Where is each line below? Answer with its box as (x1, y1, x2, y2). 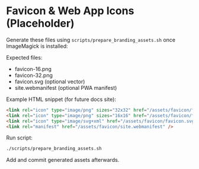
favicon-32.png (14, 71, 53, 79)
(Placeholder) (6, 17, 75, 30)
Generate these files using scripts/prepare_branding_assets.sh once (6, 36, 176, 43)
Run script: (6, 134, 33, 141)
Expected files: (6, 54, 43, 61)
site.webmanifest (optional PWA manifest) (14, 84, 117, 91)
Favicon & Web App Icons (6, 4, 134, 18)
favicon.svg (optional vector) (14, 78, 85, 85)
